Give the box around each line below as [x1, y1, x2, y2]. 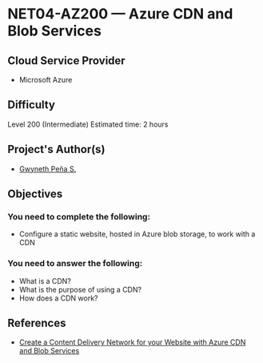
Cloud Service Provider [7, 54, 126, 67]
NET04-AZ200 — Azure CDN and [7, 5, 233, 23]
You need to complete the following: [7, 211, 151, 222]
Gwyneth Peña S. [18, 163, 77, 173]
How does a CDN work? [18, 293, 98, 303]
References [7, 317, 66, 329]
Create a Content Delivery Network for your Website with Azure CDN [18, 337, 246, 347]
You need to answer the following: [7, 258, 143, 269]
